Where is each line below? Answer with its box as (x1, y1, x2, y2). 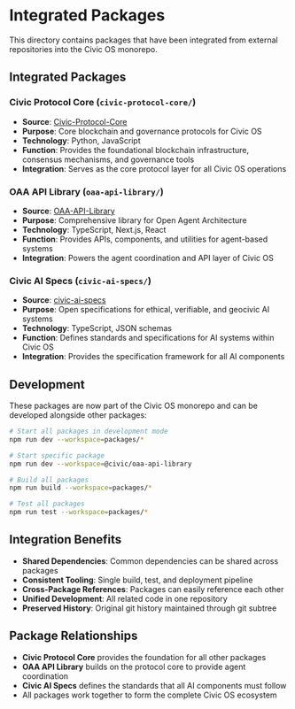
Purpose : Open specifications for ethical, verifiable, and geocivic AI (21, 304, 270, 315)
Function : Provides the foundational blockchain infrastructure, (21, 144, 250, 155)
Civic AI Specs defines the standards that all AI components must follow (21, 680, 287, 690)
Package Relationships (9, 628, 138, 643)
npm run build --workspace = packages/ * (9, 483, 152, 492)
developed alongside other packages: (9, 410, 148, 420)
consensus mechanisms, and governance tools (21, 154, 195, 165)
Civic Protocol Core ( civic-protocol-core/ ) (9, 96, 197, 109)
